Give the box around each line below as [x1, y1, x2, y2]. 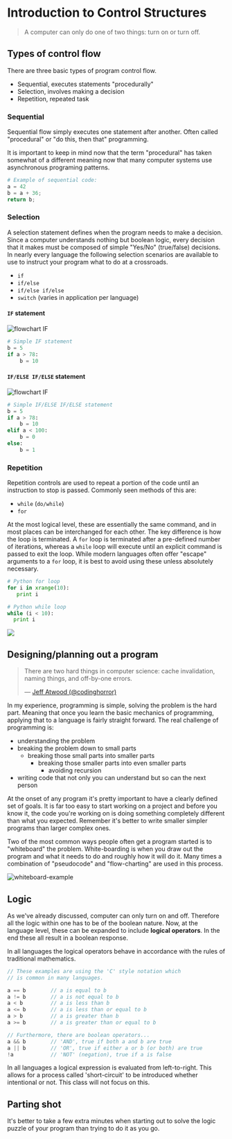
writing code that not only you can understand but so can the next [17, 774, 206, 782]
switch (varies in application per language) [17, 293, 139, 301]
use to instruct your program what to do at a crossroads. [7, 258, 168, 266]
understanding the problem [17, 737, 96, 745]
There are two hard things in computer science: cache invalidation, [24, 667, 215, 675]
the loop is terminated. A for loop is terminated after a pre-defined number [7, 535, 221, 543]
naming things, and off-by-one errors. [24, 675, 133, 683]
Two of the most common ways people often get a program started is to [7, 838, 213, 846]
